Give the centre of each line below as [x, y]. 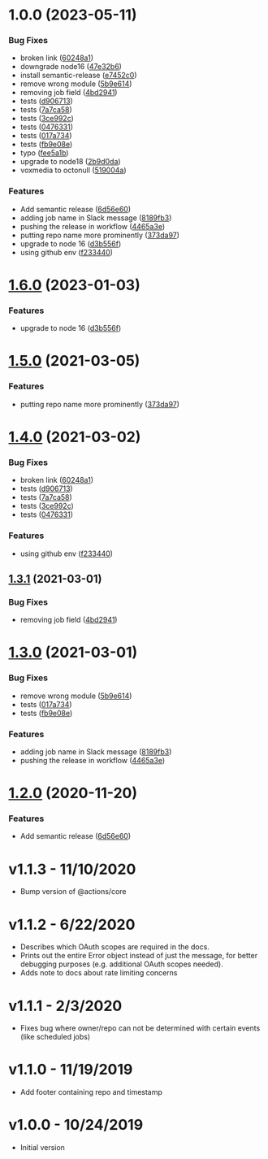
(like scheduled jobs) [55, 1037]
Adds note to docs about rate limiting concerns [99, 973]
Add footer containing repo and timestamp [91, 1092]
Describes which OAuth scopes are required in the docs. [115, 947]
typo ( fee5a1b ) [44, 153]
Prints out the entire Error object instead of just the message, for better [139, 956]
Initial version [42, 1148]
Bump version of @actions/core [73, 892]
